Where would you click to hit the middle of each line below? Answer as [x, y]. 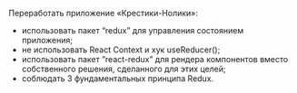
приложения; [47, 40]
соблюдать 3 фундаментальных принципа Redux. [118, 79]
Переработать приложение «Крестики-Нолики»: [104, 13]
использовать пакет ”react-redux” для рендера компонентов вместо [155, 59]
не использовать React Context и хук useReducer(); [121, 50]
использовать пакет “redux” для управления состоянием [133, 30]
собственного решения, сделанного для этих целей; [124, 69]
